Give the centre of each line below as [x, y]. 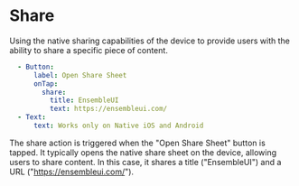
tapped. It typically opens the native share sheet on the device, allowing [143, 152]
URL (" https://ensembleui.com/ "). [71, 172]
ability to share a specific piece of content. [89, 50]
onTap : [46, 84]
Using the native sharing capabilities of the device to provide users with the [150, 41]
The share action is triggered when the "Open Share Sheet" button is [138, 143]
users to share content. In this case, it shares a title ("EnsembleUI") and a [145, 162]
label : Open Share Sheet [80, 75]
